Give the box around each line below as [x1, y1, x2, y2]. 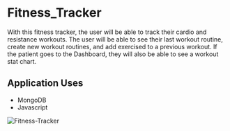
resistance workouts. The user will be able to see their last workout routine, [7, 35, 223, 43]
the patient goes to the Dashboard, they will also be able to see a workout [7, 50, 219, 58]
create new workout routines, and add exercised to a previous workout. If [7, 42, 217, 51]
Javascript [17, 103, 48, 112]
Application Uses [7, 78, 84, 89]
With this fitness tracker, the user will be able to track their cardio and [7, 28, 207, 36]
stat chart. [7, 57, 37, 65]
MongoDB [17, 96, 47, 104]
